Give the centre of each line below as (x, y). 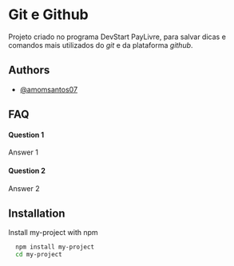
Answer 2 (24, 188)
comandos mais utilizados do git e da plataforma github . (101, 45)
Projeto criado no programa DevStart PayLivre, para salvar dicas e (117, 37)
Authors (29, 70)
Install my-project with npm (53, 233)
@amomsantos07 (49, 89)
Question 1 (26, 135)
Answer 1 (23, 152)
